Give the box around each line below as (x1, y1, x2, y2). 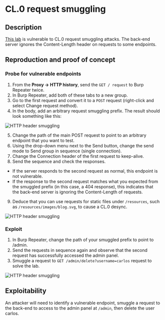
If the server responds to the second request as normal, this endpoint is (12, 168, 158, 174)
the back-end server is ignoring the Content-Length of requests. (12, 189, 143, 195)
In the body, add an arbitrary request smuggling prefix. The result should (12, 107, 160, 114)
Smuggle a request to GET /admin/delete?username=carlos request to (12, 257, 152, 263)
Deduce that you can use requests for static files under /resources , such (12, 198, 160, 204)
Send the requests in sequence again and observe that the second (12, 247, 148, 253)
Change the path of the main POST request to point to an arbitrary (12, 132, 147, 138)
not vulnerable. (12, 173, 43, 179)
